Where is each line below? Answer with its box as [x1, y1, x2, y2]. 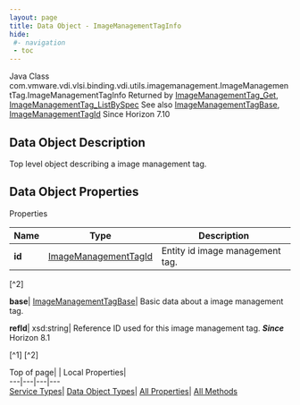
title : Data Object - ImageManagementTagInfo [9, 21, 181, 30]
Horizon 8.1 [9, 332, 51, 342]
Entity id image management [161, 244, 281, 257]
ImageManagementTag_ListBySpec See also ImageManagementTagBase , [9, 99, 280, 110]
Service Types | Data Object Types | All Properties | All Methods [9, 385, 238, 396]
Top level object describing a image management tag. [9, 158, 207, 169]
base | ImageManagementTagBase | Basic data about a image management [9, 296, 284, 307]
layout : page [9, 13, 58, 22]
